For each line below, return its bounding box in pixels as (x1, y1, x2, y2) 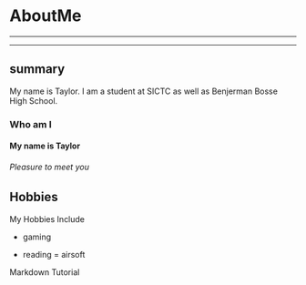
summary (9, 61, 66, 77)
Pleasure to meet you (9, 161, 89, 172)
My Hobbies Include (9, 213, 85, 224)
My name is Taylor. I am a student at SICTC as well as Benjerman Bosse (9, 86, 278, 97)
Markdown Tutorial (9, 266, 80, 278)
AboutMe (9, 5, 82, 26)
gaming (22, 231, 52, 242)
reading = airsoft (22, 249, 86, 260)
